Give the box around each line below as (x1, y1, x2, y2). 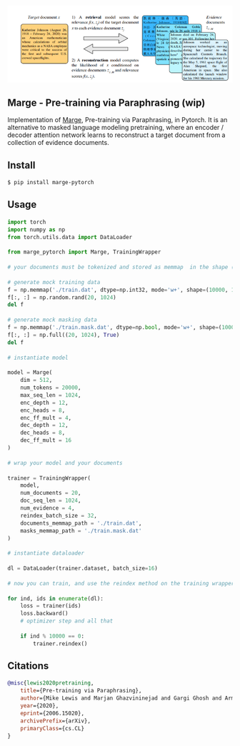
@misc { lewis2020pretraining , (7, 680, 94, 687)
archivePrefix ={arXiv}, (20, 717, 91, 725)
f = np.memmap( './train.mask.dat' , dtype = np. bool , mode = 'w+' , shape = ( (7, 324, 222, 331)
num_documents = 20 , (20, 490, 81, 497)
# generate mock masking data (7, 316, 98, 323)
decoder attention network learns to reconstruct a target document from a (7, 131, 226, 139)
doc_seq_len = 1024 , (20, 497, 81, 505)
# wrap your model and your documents (7, 459, 123, 466)
